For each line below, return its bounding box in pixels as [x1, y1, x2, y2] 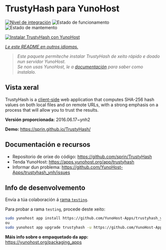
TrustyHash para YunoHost [5, 3, 120, 14]
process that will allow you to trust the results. [5, 107, 99, 113]
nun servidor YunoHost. [17, 58, 66, 64]
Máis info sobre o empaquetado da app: [5, 234, 88, 240]
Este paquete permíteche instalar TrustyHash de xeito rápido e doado [17, 53, 160, 59]
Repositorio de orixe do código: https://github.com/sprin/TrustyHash [12, 154, 152, 160]
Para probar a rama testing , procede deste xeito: [5, 206, 106, 212]
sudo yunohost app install [5, 216, 61, 221]
